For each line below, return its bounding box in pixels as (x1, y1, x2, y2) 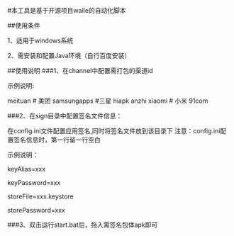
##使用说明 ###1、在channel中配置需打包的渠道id (7, 67, 154, 74)
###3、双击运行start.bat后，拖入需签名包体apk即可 (7, 220, 158, 229)
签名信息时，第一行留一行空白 (13, 135, 101, 144)
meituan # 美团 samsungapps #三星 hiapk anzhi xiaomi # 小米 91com (7, 96, 208, 105)
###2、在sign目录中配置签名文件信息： (7, 112, 123, 120)
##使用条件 (7, 21, 40, 30)
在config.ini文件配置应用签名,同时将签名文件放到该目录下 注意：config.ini (7, 127, 221, 135)
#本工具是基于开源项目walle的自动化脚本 (7, 6, 126, 14)
